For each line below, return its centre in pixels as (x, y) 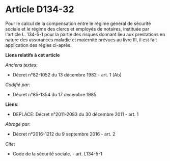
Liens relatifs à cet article (33, 55)
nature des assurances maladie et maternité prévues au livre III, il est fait (81, 40)
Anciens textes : (22, 65)
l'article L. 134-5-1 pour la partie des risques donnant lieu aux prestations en (85, 34)
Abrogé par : (18, 124)
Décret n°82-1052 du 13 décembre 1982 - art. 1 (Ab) (67, 74)
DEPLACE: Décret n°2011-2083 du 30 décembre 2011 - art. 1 (76, 114)
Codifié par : (18, 85)
